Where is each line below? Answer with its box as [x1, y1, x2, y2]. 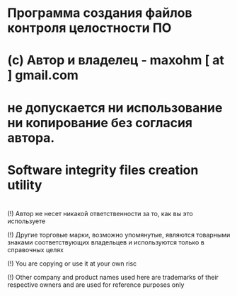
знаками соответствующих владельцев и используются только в [7, 238, 205, 247]
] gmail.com [7, 67, 79, 83]
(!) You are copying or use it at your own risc [7, 259, 137, 268]
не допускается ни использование [7, 100, 223, 116]
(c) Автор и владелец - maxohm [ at [7, 52, 225, 69]
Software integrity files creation [7, 162, 199, 178]
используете [7, 217, 46, 225]
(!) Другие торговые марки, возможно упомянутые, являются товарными [7, 230, 231, 239]
